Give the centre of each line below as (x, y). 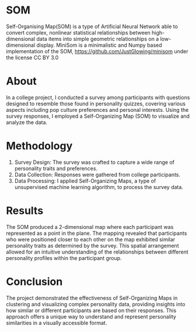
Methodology (39, 146)
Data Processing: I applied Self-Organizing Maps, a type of (85, 181)
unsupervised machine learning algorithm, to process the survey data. (99, 187)
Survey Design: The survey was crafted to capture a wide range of (94, 162)
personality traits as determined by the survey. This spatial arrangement (92, 245)
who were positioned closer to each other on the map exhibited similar (91, 239)
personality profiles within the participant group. (64, 258)
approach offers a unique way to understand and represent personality (91, 316)
